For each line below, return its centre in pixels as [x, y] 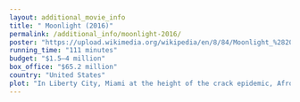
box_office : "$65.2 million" [63, 67]
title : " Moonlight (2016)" [62, 26]
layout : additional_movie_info [67, 17]
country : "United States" [57, 75]
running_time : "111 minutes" [63, 51]
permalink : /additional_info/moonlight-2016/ [95, 34]
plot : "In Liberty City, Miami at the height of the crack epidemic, [142, 83]
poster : [24, 42]
